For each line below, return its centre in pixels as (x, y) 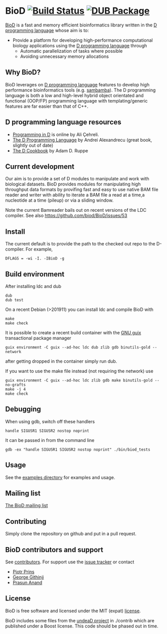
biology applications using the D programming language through (80, 45)
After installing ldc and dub (33, 286)
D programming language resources (63, 122)
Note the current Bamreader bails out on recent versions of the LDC (76, 210)
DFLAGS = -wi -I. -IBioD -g (35, 259)
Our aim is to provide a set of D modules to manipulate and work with (77, 179)
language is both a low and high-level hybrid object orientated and (75, 95)
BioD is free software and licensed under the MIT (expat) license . (73, 611)
